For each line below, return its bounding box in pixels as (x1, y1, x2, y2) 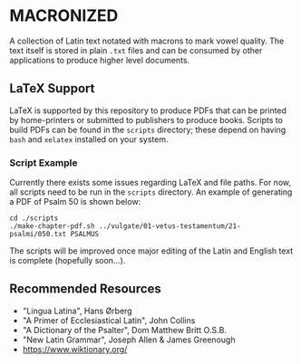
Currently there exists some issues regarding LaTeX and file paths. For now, (9, 177, 292, 188)
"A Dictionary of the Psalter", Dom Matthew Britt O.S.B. (22, 324, 227, 335)
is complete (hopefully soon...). (9, 255, 126, 266)
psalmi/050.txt (9, 230, 67, 239)
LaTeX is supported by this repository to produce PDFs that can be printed (9, 105, 287, 116)
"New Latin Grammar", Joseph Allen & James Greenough (22, 334, 236, 345)
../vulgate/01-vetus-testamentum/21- (98, 222, 242, 231)
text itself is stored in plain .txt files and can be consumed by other (9, 44, 263, 55)
